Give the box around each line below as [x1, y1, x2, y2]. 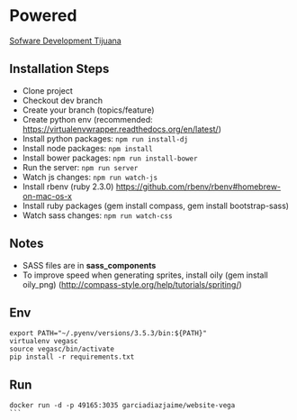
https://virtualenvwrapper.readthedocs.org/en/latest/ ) [22, 123, 222, 134]
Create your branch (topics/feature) [22, 105, 155, 115]
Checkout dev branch [22, 95, 103, 105]
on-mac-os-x [22, 190, 73, 201]
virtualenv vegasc [9, 337, 78, 346]
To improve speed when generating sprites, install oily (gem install [22, 269, 268, 280]
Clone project [22, 85, 74, 96]
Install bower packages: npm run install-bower [22, 152, 198, 163]
